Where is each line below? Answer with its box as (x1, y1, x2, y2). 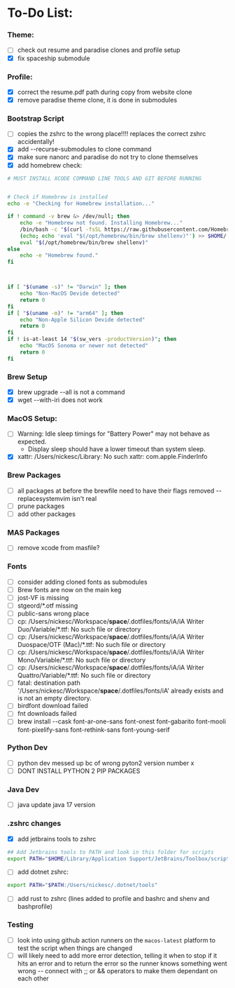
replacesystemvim (17, 494, 71, 502)
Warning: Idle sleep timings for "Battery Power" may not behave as (17, 429, 210, 438)
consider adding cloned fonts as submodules (17, 578, 148, 586)
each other (17, 974, 49, 982)
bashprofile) (17, 902, 53, 911)
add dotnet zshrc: (17, 868, 69, 876)
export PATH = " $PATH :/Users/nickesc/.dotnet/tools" (7, 882, 158, 889)
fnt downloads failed (17, 709, 77, 718)
